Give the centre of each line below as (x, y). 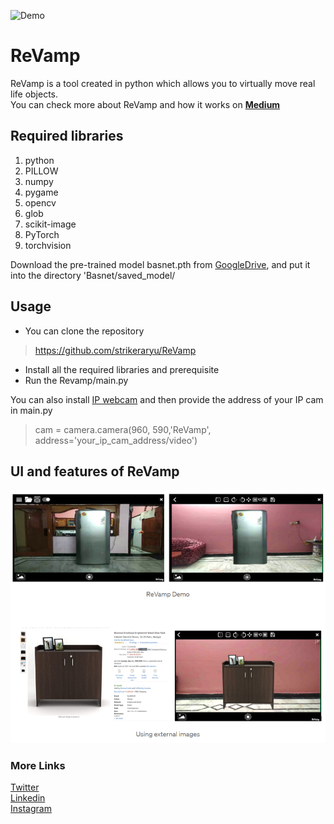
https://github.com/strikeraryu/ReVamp (115, 350)
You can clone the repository (84, 331)
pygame (41, 192)
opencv (40, 202)
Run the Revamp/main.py (76, 380)
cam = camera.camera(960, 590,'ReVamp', (123, 429)
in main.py (31, 410)
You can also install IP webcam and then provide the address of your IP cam (167, 399)
